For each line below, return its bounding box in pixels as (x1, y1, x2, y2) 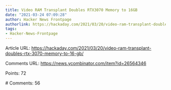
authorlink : (5, 21, 31, 27)
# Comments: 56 (5, 80, 41, 86)
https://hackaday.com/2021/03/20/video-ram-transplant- (31, 45, 152, 51)
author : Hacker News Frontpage (5, 17, 72, 22)
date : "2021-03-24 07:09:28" (5, 12, 67, 17)
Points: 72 (5, 70, 26, 76)
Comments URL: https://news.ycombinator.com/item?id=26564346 (5, 61, 147, 66)
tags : (5, 26, 17, 32)
